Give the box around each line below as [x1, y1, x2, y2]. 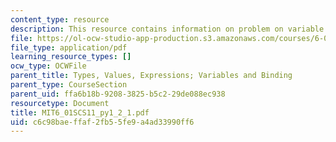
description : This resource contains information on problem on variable [10, 24, 325, 34]
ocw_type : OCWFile [10, 61, 87, 71]
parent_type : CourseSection [10, 80, 128, 90]
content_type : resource [10, 14, 110, 25]
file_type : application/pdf [10, 42, 128, 53]
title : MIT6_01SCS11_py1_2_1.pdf [10, 107, 150, 118]
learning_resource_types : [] [10, 52, 132, 62]
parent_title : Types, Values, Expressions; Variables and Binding [10, 71, 293, 81]
